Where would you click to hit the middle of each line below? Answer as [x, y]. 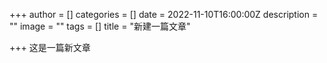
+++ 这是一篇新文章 [50, 47]
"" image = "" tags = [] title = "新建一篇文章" [100, 26]
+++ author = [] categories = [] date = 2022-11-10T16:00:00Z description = [164, 14]
